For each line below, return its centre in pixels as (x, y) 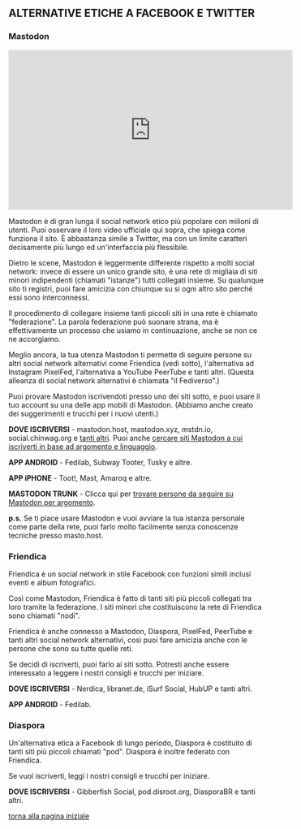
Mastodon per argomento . (52, 502)
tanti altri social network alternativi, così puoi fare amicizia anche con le (128, 640)
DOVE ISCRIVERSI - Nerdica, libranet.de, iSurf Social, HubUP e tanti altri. (131, 689)
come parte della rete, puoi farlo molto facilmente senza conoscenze (123, 526)
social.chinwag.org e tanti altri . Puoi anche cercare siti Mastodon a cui (126, 438)
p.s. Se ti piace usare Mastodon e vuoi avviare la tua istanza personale (127, 518)
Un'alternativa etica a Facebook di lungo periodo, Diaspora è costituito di (131, 743)
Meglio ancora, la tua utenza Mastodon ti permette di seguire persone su (130, 354)
